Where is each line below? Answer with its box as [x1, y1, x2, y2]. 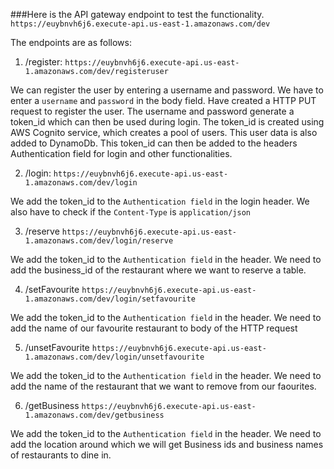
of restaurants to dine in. [10, 449, 112, 461]
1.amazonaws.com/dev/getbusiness [24, 410, 165, 420]
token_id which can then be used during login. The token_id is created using [10, 116, 325, 128]
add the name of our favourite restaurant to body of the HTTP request [10, 322, 298, 334]
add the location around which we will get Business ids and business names [10, 439, 324, 450]
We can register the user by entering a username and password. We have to [10, 84, 324, 96]
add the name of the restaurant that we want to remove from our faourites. [10, 380, 317, 392]
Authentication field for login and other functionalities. [10, 148, 233, 159]
